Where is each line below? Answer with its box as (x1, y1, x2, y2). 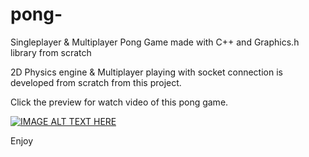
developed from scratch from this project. (10, 76, 182, 88)
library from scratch (10, 46, 92, 58)
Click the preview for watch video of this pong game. (10, 96, 229, 108)
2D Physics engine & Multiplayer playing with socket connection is (10, 66, 283, 78)
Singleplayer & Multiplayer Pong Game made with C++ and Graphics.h (10, 36, 300, 48)
